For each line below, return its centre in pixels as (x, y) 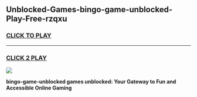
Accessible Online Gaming (39, 88)
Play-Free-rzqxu (37, 19)
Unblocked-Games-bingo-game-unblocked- (89, 10)
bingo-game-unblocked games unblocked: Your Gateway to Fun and (91, 81)
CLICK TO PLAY (29, 36)
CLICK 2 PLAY (26, 58)
